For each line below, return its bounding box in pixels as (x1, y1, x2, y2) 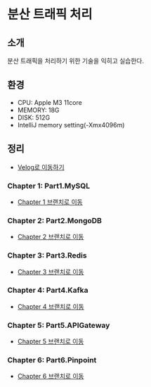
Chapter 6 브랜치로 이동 (17, 372, 84, 381)
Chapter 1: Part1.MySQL (7, 181, 90, 191)
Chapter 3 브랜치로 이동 (17, 267, 84, 276)
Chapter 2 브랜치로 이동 (17, 233, 84, 241)
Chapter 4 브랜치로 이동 (17, 302, 84, 310)
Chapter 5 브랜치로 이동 (17, 337, 84, 345)
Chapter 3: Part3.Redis (7, 250, 87, 260)
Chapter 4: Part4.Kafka (7, 286, 89, 296)
